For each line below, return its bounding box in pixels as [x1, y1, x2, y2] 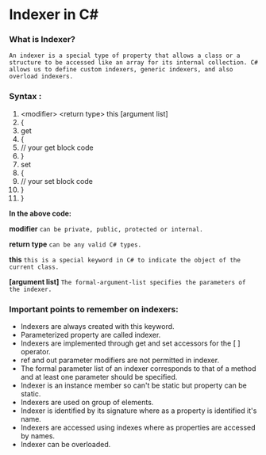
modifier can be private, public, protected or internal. [9, 224, 203, 233]
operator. [20, 347, 51, 357]
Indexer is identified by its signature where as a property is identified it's [20, 406, 257, 415]
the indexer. [9, 285, 52, 293]
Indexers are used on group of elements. [20, 398, 154, 407]
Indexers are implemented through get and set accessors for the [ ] [20, 338, 241, 348]
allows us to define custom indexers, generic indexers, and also [9, 66, 233, 74]
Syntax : [9, 91, 42, 102]
